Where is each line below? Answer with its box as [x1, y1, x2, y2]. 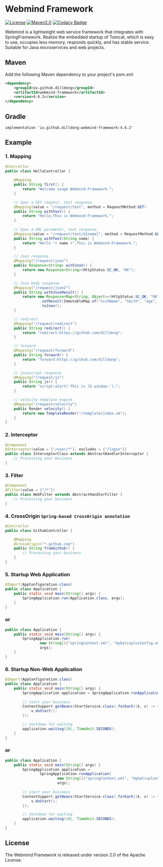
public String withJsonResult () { [14, 290, 83, 295]
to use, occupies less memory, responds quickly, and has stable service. [5, 39, 150, 45]
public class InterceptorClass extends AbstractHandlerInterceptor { [5, 451, 149, 457]
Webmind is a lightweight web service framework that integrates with [5, 29, 144, 35]
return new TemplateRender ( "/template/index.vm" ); [22, 411, 127, 416]
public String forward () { [14, 353, 68, 357]
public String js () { [14, 379, 57, 385]
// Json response [14, 254, 49, 259]
